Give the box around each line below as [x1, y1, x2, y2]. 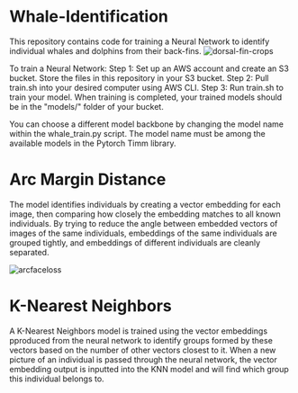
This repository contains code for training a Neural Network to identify [9, 36, 270, 47]
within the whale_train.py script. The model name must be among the [9, 128, 266, 138]
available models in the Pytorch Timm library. [9, 138, 176, 148]
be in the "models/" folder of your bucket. [9, 101, 164, 112]
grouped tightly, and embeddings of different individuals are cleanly [9, 237, 261, 248]
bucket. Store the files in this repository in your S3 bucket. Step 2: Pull [9, 72, 269, 83]
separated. [9, 246, 50, 257]
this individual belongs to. [9, 373, 105, 384]
